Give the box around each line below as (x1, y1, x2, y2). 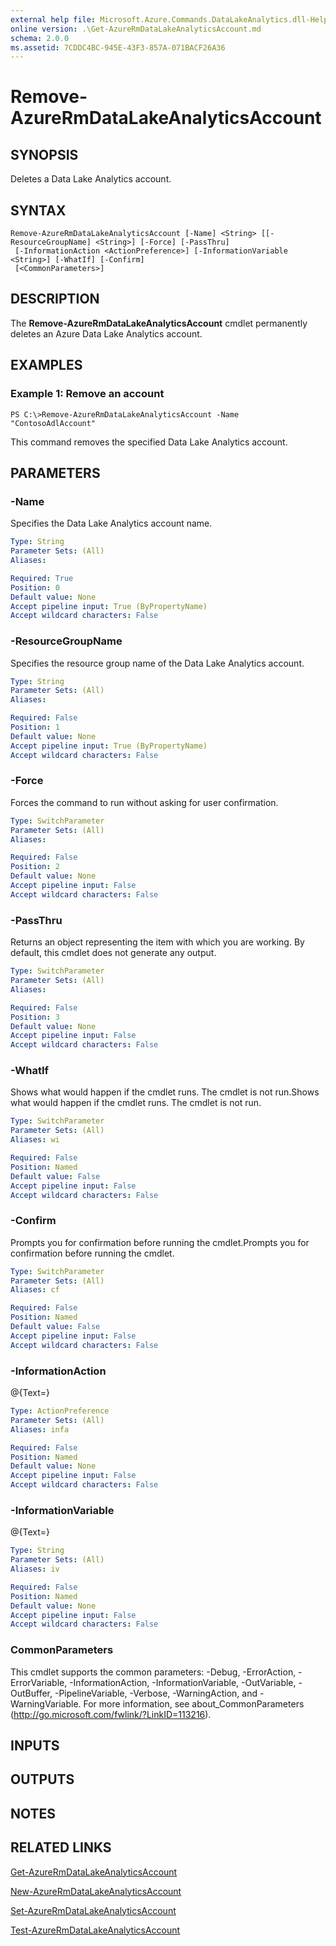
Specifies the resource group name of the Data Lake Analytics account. (10, 657, 305, 669)
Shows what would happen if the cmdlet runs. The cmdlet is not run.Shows (10, 1086, 320, 1098)
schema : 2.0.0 (10, 33, 70, 43)
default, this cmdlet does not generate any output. (10, 947, 217, 959)
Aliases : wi (10, 1135, 60, 1145)
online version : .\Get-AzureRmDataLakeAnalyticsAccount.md (10, 24, 262, 34)
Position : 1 (10, 722, 60, 733)
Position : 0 (10, 582, 60, 593)
